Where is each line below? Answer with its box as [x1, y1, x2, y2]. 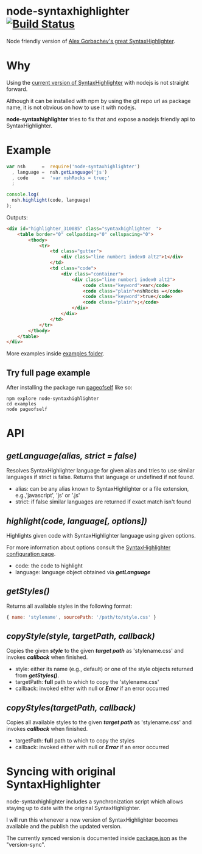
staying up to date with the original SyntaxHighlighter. [6, 805, 141, 812]
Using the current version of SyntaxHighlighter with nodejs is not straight [6, 79, 189, 86]
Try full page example [6, 368, 91, 378]
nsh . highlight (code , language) [12, 197, 91, 204]
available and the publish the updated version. [6, 823, 122, 830]
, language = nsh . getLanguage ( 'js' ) [12, 169, 108, 175]
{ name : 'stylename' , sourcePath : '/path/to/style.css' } [6, 614, 156, 620]
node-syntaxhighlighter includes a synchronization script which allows [6, 798, 184, 805]
